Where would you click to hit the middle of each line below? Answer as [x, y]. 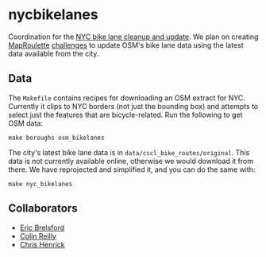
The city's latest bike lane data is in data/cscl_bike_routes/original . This [129, 152]
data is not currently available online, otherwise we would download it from [131, 161]
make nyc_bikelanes [40, 184]
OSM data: [26, 123]
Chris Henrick [42, 244]
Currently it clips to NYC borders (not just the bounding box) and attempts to [133, 106]
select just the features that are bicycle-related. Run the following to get [125, 115]
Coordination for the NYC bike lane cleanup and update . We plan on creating [133, 37]
